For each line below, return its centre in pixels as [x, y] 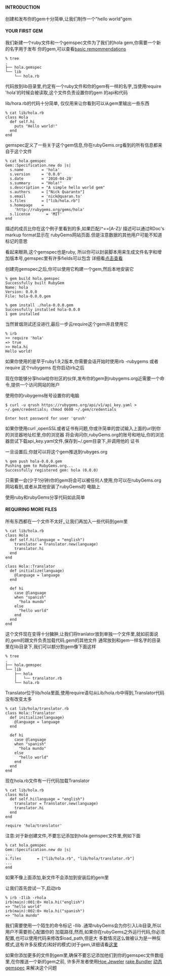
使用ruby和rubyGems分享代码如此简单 [45, 497]
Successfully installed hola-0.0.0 [43, 310]
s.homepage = [27, 205]
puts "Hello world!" [36, 126]
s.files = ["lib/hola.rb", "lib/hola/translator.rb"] [70, 858]
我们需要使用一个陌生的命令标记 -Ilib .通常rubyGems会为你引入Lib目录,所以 [83, 925]
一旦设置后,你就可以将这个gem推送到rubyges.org [56, 452]
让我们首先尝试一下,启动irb [33, 888]
